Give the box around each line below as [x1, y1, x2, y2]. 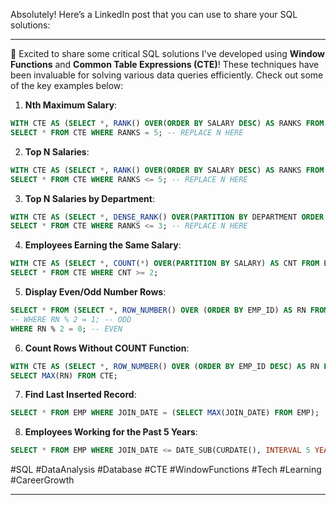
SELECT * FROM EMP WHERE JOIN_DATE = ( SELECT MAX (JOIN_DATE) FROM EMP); [10, 408, 320, 418]
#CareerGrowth [10, 474, 75, 486]
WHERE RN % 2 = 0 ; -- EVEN [10, 324, 123, 334]
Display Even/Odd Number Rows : [24, 286, 167, 298]
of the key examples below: [10, 80, 124, 91]
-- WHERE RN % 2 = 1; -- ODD [10, 314, 132, 324]
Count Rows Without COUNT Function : [24, 342, 190, 354]
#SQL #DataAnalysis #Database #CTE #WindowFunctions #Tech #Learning [10, 464, 322, 476]
